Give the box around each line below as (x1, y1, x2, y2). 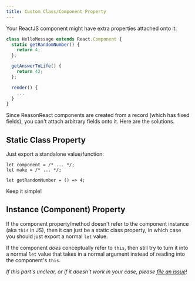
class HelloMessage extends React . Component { (6, 36, 122, 42)
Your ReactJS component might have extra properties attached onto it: (6, 25, 177, 32)
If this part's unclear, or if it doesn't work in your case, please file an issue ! (6, 268, 188, 275)
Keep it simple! (6, 188, 42, 195)
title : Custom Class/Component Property (6, 8, 107, 15)
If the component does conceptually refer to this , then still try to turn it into (6, 244, 189, 251)
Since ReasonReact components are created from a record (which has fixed (6, 112, 190, 119)
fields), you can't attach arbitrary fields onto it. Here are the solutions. (6, 118, 175, 125)
